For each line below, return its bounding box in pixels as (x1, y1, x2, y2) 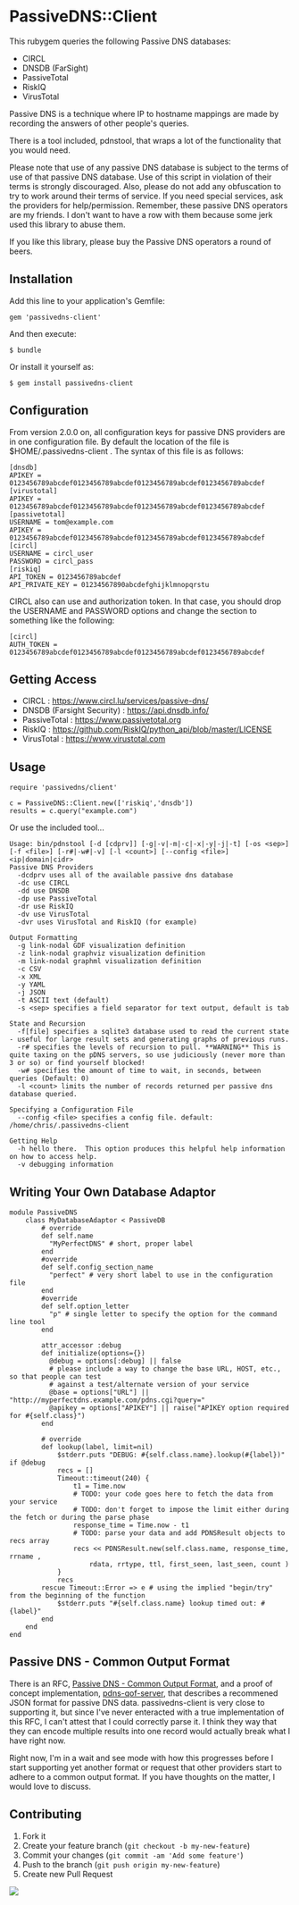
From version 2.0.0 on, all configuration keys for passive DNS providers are (9, 426, 286, 437)
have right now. (9, 1735, 66, 1746)
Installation (9, 272, 73, 287)
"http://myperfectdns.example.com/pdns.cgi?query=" (9, 1396, 205, 1405)
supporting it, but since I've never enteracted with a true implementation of (9, 1707, 285, 1717)
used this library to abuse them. (9, 219, 126, 230)
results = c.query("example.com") (9, 807, 138, 816)
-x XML (17, 972, 42, 982)
